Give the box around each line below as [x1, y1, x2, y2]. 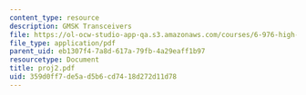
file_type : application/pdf [9, 38, 117, 48]
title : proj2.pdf [9, 64, 76, 73]
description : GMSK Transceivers [9, 22, 132, 31]
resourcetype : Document [9, 55, 100, 64]
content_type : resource [9, 13, 100, 23]
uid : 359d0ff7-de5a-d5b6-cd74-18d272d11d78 [9, 72, 178, 81]
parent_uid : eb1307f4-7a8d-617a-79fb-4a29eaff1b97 [9, 47, 206, 56]
